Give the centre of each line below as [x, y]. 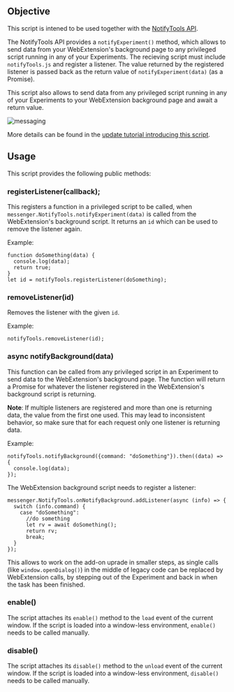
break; [35, 537]
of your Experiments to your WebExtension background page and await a [112, 100]
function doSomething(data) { [51, 255]
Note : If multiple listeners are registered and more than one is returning [110, 408]
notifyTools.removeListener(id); [56, 339]
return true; [32, 267]
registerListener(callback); [54, 192]
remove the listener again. [45, 229]
